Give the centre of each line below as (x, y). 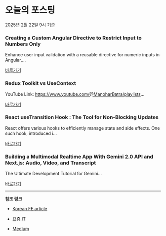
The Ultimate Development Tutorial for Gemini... (54, 174)
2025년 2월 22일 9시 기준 (30, 25)
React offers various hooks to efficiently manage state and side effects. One (83, 128)
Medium (21, 229)
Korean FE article (30, 209)
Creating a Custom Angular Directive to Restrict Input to (73, 38)
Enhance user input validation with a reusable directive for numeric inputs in (82, 55)
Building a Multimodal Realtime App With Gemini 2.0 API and (79, 157)
